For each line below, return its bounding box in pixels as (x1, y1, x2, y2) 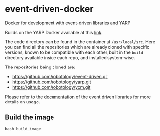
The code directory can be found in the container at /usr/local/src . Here (5, 38, 156, 45)
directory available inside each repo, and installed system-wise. (5, 54, 135, 60)
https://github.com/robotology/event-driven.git (12, 73, 108, 79)
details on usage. (5, 99, 41, 104)
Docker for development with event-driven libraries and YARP (5, 20, 131, 26)
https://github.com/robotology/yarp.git (12, 79, 91, 85)
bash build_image (5, 126, 41, 131)
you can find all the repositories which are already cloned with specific (5, 44, 150, 50)
